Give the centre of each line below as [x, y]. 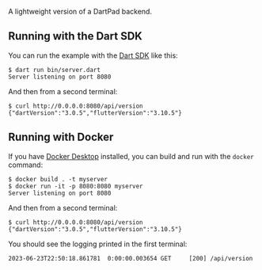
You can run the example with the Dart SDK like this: [93, 55]
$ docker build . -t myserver [58, 179]
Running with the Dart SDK [75, 36]
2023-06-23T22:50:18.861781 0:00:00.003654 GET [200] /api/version [131, 258]
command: [26, 165]
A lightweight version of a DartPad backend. [80, 11]
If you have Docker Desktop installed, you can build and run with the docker [131, 156]
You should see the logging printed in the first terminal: [98, 244]
